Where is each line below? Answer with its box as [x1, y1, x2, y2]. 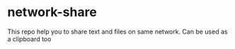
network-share [7, 4, 97, 20]
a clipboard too [7, 34, 52, 43]
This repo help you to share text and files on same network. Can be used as [7, 27, 228, 36]
